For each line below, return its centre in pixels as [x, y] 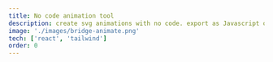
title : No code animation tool [61, 16]
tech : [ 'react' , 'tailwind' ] [58, 38]
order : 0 [23, 46]
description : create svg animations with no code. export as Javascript [134, 23]
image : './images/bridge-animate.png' [74, 31]
